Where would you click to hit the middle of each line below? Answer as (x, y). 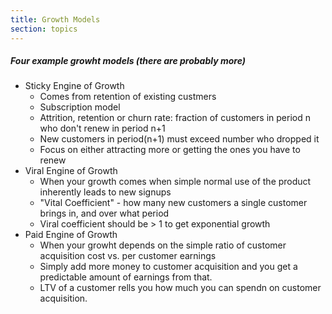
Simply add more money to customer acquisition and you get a (168, 267)
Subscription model (80, 107)
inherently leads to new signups (105, 192)
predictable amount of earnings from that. (126, 277)
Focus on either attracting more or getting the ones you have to (170, 150)
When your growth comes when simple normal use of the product (175, 182)
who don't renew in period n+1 (102, 128)
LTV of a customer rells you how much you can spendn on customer (180, 288)
